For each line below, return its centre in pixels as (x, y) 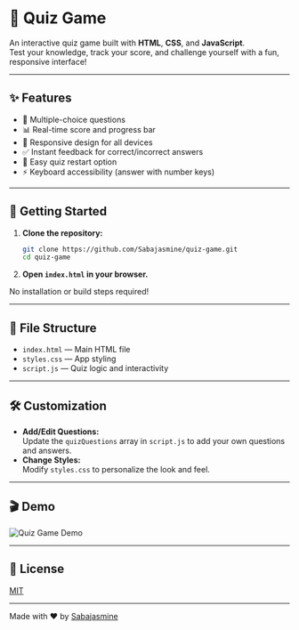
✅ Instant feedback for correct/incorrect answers (113, 151)
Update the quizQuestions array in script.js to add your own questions (154, 440)
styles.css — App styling (69, 359)
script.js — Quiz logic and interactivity (95, 368)
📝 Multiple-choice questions (74, 119)
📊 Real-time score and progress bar (89, 129)
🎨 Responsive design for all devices (87, 142)
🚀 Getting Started (58, 211)
